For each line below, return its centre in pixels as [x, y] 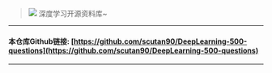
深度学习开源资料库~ [73, 13]
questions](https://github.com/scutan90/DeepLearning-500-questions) [134, 50]
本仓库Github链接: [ [41, 41]
